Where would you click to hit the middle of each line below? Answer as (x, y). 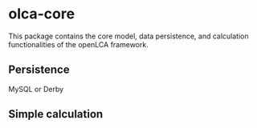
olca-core (41, 14)
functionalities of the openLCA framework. (78, 44)
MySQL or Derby (36, 89)
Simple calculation (56, 114)
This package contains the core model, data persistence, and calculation (128, 36)
